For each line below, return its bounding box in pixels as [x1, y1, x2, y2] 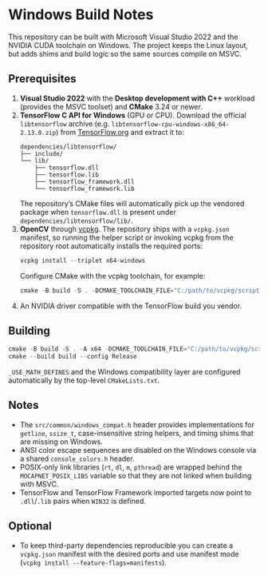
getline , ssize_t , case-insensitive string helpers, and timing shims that [19, 428, 254, 438]
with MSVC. [19, 479, 59, 489]
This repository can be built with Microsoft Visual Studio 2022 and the [8, 32, 238, 42]
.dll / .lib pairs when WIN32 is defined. [19, 496, 146, 506]
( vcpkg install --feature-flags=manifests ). [19, 557, 167, 567]
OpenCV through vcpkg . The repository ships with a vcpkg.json [19, 224, 230, 233]
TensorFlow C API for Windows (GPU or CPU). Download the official [19, 110, 246, 120]
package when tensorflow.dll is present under [19, 207, 177, 216]
